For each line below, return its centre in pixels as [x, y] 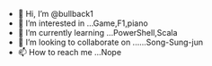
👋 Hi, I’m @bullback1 [56, 14]
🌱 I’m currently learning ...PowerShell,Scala [97, 33]
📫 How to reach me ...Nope [70, 52]
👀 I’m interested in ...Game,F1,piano [83, 23]
